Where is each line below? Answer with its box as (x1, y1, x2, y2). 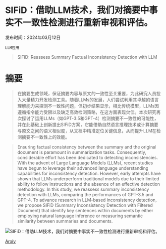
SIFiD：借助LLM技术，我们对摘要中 (5, 4, 150, 16)
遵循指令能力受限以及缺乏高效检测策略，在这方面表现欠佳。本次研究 (17, 109, 157, 115)
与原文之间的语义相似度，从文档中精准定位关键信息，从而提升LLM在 (17, 127, 157, 133)
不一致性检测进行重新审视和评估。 (14, 17, 153, 28)
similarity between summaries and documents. (17, 218, 113, 224)
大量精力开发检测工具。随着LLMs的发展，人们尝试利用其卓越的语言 (21, 97, 159, 103)
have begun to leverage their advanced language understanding (17, 165, 149, 171)
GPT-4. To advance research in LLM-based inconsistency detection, (17, 197, 157, 203)
